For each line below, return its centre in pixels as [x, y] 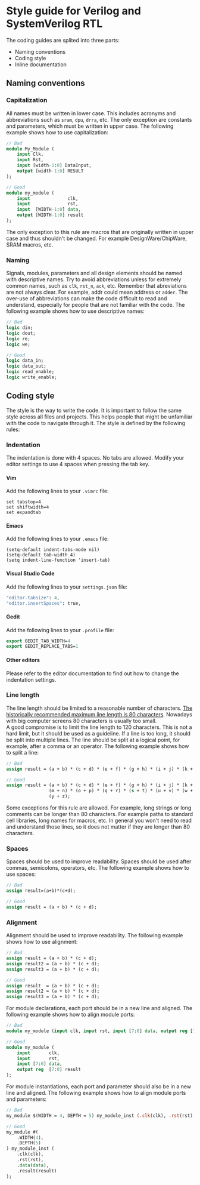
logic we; [18, 344]
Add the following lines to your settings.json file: [67, 587]
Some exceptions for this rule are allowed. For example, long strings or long [99, 808]
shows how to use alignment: [42, 942]
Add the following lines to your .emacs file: [57, 539]
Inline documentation [41, 64]
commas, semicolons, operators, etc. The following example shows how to [98, 868]
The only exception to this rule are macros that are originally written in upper [100, 232]
